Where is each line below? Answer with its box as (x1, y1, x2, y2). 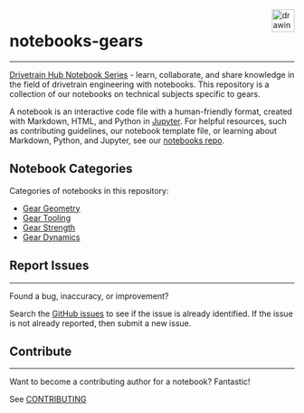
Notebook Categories (9, 161, 133, 177)
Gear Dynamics (22, 231, 81, 243)
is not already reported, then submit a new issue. (9, 317, 192, 329)
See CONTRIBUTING (9, 394, 87, 405)
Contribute (9, 343, 72, 359)
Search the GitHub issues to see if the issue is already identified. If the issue (9, 308, 294, 319)
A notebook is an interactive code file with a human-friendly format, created (9, 106, 292, 117)
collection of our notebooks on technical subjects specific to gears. (9, 88, 261, 99)
